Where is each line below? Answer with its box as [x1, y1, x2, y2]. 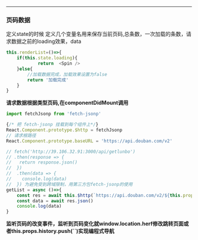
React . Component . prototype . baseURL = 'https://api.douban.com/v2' [6, 138, 173, 144]
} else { [16, 66, 33, 72]
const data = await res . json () [16, 198, 94, 204]
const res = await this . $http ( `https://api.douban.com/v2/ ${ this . [16, 192, 183, 198]
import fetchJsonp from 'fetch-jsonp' [6, 111, 101, 117]
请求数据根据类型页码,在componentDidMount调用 [6, 99, 128, 106]
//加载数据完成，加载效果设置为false [27, 71, 107, 77]
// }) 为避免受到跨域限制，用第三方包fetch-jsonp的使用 [6, 181, 133, 187]
